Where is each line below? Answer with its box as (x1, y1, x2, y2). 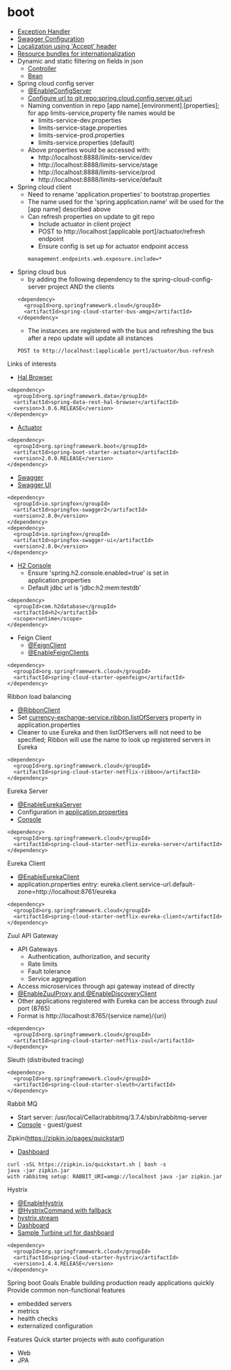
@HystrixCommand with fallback (17, 1206, 112, 1215)
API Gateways (17, 945, 58, 953)
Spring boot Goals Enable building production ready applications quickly (7, 1278, 214, 1286)
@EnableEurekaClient (17, 872, 80, 881)
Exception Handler (17, 27, 71, 36)
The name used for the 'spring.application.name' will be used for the (27, 197, 224, 206)
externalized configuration (17, 1321, 93, 1330)
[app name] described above (27, 205, 111, 213)
